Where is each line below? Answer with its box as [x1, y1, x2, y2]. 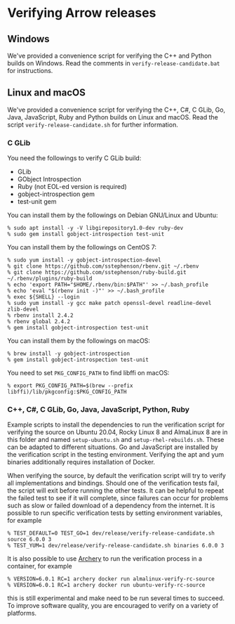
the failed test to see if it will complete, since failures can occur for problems [7, 494, 229, 502]
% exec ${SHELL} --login [7, 294, 80, 301]
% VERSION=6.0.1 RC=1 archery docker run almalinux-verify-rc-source [7, 576, 215, 583]
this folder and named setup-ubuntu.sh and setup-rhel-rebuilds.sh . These [7, 436, 224, 444]
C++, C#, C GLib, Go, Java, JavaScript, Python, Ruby [7, 405, 190, 415]
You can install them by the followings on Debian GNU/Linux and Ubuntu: [7, 211, 219, 219]
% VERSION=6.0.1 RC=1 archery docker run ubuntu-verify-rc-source [7, 582, 206, 589]
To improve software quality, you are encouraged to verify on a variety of [7, 602, 219, 610]
